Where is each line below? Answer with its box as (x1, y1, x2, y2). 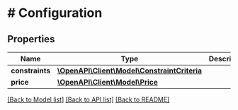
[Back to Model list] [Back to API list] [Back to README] (7, 95, 170, 104)
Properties (7, 33, 55, 45)
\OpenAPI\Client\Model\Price (57, 78, 158, 87)
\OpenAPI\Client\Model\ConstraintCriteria (57, 66, 202, 75)
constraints (11, 66, 51, 75)
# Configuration (7, 5, 103, 21)
